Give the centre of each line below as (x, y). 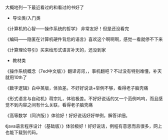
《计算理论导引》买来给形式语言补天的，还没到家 (55, 50)
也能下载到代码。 (23, 132)
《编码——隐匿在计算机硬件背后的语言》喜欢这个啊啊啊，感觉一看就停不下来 (84, 39)
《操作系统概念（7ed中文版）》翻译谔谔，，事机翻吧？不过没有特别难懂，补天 (83, 71)
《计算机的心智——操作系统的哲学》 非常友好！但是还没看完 (67, 28)
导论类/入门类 (26, 18)
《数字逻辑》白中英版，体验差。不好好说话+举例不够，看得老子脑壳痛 (77, 88)
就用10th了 (16, 77)
